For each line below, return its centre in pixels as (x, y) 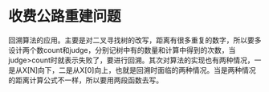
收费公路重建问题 (65, 16)
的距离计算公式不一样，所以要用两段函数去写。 (86, 80)
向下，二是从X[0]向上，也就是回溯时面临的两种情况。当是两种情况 (147, 70)
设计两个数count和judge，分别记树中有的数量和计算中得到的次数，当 (122, 50)
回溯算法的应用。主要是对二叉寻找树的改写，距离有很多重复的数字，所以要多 (135, 40)
